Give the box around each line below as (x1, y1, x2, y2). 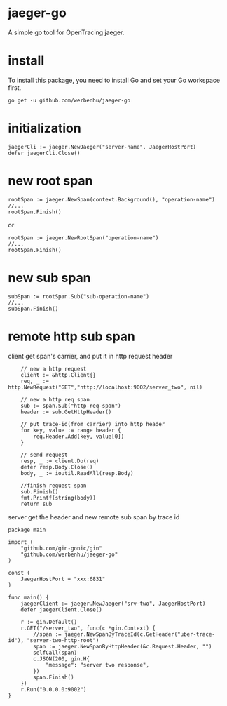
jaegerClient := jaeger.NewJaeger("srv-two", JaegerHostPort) (20, 600, 206, 607)
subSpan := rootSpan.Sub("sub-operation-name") (8, 293, 150, 300)
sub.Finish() (20, 488, 59, 495)
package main (8, 526, 46, 533)
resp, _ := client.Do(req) (20, 458, 99, 465)
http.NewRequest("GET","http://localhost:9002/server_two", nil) (8, 384, 202, 391)
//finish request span (20, 482, 87, 489)
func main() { (8, 594, 50, 601)
